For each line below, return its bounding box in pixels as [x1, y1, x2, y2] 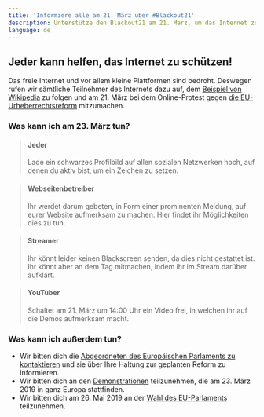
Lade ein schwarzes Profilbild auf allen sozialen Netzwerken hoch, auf [27, 158, 255, 167]
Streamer [27, 236, 59, 246]
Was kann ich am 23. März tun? [8, 121, 130, 132]
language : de [8, 26, 51, 34]
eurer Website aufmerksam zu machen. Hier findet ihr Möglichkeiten [27, 210, 249, 219]
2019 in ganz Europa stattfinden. [19, 385, 125, 394]
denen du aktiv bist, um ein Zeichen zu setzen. [27, 166, 179, 175]
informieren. [19, 368, 60, 378]
